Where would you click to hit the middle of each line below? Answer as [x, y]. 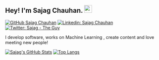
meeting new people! [27, 42]
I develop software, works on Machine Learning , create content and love [80, 37]
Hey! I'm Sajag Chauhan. [44, 11]
